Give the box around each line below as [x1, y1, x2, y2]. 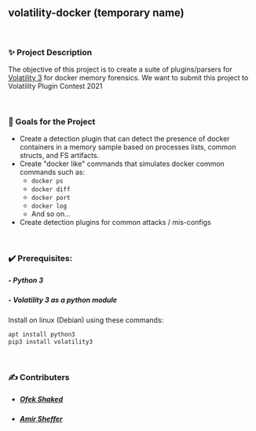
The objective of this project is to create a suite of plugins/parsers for [8, 64, 233, 74]
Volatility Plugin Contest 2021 [8, 82, 103, 91]
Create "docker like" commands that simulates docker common [19, 159, 225, 168]
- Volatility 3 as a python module [8, 295, 118, 305]
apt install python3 [8, 330, 76, 338]
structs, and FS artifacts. [19, 151, 100, 160]
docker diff [31, 186, 71, 193]
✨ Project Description [8, 46, 93, 57]
